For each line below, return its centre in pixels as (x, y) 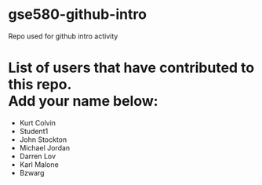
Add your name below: (83, 102)
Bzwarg (32, 172)
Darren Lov (38, 156)
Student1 (34, 131)
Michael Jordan (45, 147)
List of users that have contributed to (131, 68)
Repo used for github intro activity (63, 36)
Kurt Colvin (38, 122)
